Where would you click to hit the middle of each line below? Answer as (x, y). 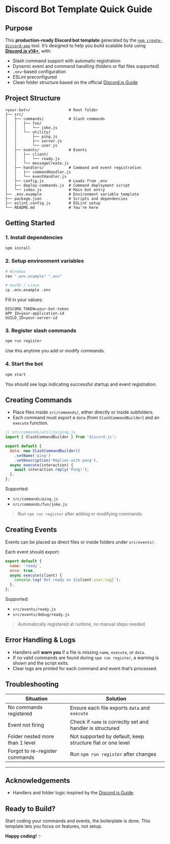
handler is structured (95, 728)
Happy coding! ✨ (24, 836)
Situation (36, 699)
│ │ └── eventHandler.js (36, 176)
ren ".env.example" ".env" (34, 276)
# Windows (16, 271)
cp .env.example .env (28, 290)
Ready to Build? (30, 809)
